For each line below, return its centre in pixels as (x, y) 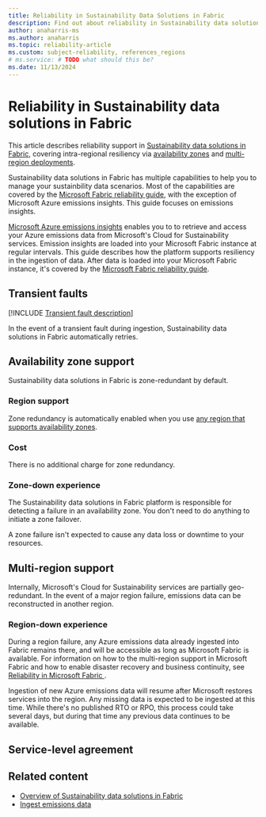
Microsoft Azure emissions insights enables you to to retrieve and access (127, 226)
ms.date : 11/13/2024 (42, 67)
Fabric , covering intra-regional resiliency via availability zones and (116, 153)
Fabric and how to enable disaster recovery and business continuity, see (127, 667)
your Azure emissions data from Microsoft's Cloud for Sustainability (119, 235)
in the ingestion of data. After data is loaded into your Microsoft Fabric (123, 260)
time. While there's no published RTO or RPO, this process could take (121, 708)
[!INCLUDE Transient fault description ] (71, 313)
